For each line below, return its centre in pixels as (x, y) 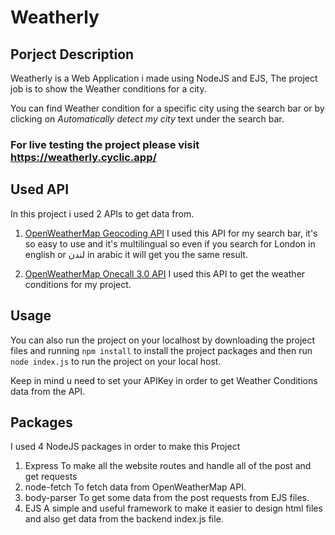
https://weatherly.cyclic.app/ (83, 157)
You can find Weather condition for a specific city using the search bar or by (167, 108)
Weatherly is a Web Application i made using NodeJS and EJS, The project (164, 78)
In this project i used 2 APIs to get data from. (102, 213)
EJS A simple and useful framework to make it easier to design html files (173, 508)
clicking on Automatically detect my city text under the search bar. (147, 119)
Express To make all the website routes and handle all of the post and (168, 466)
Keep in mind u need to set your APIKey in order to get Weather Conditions (164, 380)
